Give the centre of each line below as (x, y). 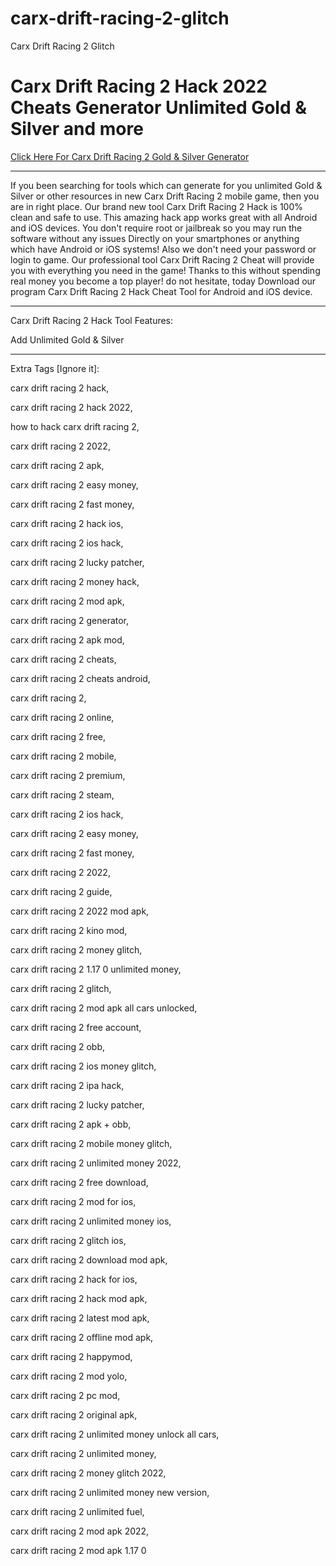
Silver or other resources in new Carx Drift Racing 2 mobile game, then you (165, 196)
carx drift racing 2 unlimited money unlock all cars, (115, 1434)
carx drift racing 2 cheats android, (80, 678)
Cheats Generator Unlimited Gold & (159, 108)
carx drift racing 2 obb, (58, 1046)
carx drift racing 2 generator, (70, 620)
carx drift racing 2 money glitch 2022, (88, 1473)
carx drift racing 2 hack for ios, (74, 1279)
